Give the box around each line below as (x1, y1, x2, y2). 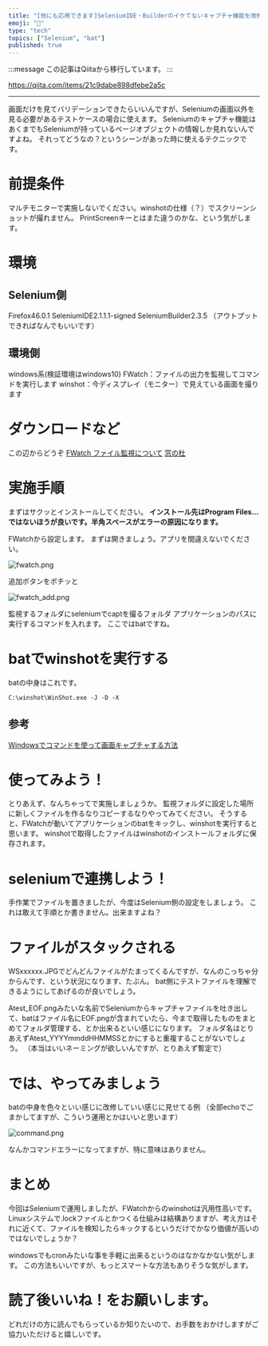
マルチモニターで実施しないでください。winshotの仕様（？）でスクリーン (8, 203, 250, 212)
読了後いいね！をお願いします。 (8, 1292, 217, 1310)
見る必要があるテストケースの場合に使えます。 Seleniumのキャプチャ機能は (8, 114, 257, 124)
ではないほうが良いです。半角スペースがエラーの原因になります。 (8, 517, 223, 526)
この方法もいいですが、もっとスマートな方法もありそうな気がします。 (23, 1261, 253, 1270)
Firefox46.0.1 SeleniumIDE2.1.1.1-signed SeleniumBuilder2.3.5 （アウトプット (8, 311, 258, 320)
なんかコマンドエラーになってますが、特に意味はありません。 (8, 1145, 210, 1154)
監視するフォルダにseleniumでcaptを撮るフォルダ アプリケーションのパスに (8, 609, 258, 618)
